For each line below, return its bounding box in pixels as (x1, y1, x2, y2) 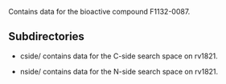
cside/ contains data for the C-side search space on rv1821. (19, 51, 219, 61)
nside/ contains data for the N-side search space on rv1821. (19, 66, 219, 76)
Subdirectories (8, 30, 84, 43)
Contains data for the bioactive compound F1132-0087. (8, 7, 191, 16)
